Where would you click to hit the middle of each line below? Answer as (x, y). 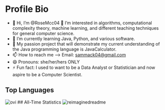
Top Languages (30, 90)
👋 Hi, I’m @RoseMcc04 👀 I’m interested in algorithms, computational (82, 23)
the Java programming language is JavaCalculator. (64, 49)
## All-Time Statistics (39, 102)
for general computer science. (43, 33)
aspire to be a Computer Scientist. (47, 74)
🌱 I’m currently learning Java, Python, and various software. (74, 39)
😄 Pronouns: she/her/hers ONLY (46, 62)
